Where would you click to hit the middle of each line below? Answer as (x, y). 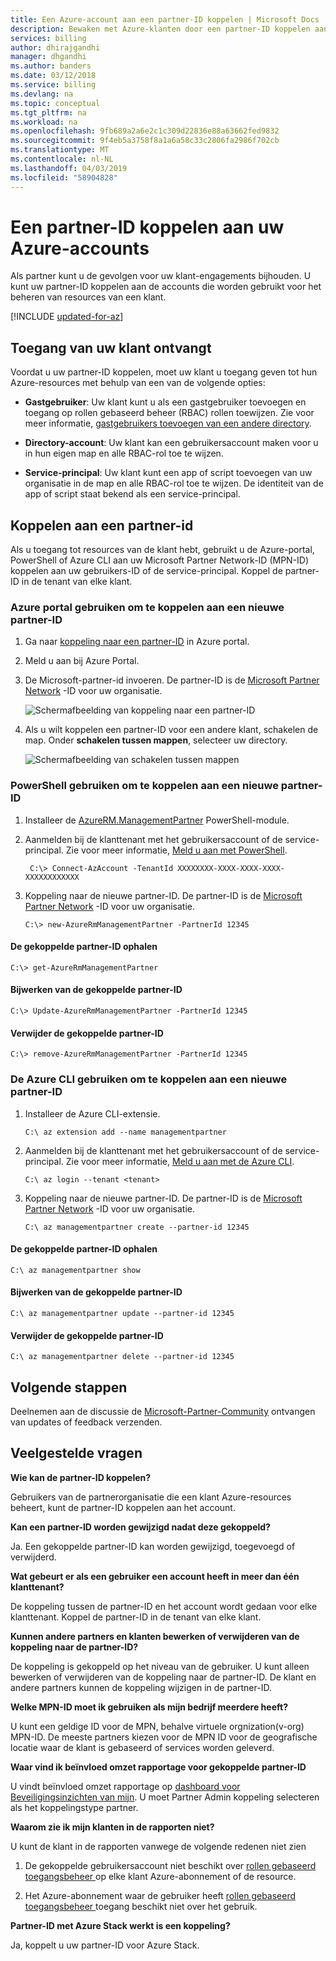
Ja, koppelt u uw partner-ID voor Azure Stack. (105, 1945)
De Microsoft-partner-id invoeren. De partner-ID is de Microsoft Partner (172, 680)
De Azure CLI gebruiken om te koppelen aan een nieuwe (149, 1079)
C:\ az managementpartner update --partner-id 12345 (122, 1313)
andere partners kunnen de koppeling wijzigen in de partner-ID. (141, 1687)
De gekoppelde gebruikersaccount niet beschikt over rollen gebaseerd (170, 1865)
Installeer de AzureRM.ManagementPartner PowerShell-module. (157, 820)
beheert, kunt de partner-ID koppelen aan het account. (123, 1507)
